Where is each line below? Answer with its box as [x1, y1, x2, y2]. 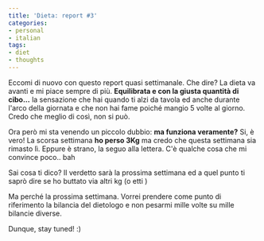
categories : [8, 19, 48, 27]
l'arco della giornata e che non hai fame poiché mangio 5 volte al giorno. [8, 103, 246, 112]
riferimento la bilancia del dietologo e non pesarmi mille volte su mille [8, 200, 235, 209]
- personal [8, 26, 45, 34]
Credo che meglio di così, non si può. [8, 111, 130, 121]
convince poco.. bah [8, 152, 76, 161]
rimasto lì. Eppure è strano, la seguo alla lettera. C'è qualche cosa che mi [8, 144, 247, 154]
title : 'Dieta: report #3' [8, 11, 98, 20]
